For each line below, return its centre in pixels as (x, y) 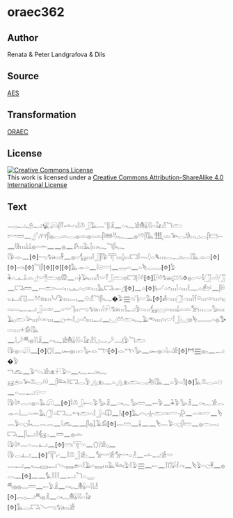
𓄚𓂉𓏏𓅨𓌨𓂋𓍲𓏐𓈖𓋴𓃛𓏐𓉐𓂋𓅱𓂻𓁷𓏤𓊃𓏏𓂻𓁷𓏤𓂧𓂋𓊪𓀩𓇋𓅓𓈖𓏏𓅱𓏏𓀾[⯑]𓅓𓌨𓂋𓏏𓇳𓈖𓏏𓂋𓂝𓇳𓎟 (115, 382)
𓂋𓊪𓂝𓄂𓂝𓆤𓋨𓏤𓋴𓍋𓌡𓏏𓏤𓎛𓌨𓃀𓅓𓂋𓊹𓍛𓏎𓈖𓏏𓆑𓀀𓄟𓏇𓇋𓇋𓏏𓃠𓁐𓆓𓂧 (95, 226)
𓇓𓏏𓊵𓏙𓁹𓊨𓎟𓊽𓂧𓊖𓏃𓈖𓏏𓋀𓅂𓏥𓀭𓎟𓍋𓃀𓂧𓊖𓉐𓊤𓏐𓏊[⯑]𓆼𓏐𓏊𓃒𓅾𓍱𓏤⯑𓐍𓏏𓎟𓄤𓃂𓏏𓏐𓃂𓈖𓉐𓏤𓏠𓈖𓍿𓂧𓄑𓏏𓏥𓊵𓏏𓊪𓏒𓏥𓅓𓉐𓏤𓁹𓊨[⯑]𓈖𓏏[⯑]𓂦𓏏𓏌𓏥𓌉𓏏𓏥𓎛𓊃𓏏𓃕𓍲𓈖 (116, 278)
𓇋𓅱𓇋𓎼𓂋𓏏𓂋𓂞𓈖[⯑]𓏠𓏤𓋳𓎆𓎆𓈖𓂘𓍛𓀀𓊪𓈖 (62, 445)
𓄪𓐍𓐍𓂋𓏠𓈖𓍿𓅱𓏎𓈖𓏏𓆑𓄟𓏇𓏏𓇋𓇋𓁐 (53, 487)
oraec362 (36, 12)
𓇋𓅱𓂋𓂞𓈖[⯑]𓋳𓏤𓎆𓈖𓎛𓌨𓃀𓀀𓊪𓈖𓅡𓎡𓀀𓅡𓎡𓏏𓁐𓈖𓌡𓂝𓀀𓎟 (90, 455)
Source (23, 76)
